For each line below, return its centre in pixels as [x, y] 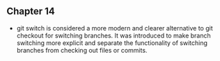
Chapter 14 [31, 11]
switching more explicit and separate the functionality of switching [112, 43]
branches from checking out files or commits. [82, 50]
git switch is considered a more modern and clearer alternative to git [115, 28]
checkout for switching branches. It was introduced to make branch [114, 35]
